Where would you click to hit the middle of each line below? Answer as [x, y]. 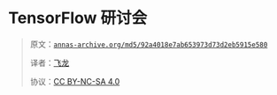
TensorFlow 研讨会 [78, 18]
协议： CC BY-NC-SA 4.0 [75, 81]
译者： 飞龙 [50, 62]
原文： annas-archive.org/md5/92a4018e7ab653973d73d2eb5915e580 [149, 44]
